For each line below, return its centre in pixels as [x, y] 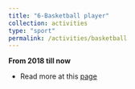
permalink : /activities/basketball [68, 38]
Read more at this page [59, 76]
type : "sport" [32, 30]
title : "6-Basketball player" [59, 16]
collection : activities [48, 23]
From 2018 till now [39, 61]
